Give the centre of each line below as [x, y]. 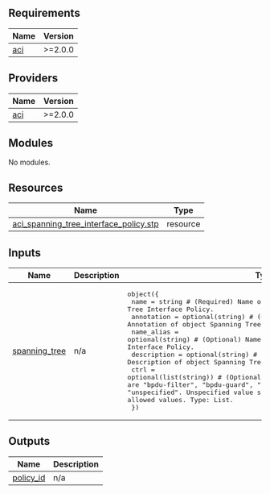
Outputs [29, 441]
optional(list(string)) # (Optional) [196, 378]
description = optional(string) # [194, 355]
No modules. [29, 162]
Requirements [44, 13]
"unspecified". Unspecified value [190, 393]
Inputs [25, 253]
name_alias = [155, 332]
